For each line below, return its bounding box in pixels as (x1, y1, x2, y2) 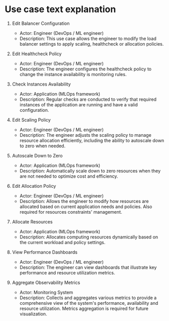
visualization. (19, 310, 48, 317)
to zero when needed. (19, 143, 66, 149)
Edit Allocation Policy (12, 183, 56, 189)
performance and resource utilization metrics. (19, 269, 115, 275)
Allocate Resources (12, 219, 53, 225)
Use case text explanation (5, 4, 116, 15)
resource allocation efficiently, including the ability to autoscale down (19, 137, 164, 143)
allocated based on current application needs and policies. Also (19, 204, 152, 210)
